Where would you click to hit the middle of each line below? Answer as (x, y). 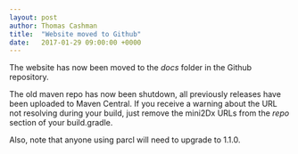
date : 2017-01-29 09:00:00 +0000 (75, 42)
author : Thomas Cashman (54, 26)
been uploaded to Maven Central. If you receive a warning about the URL (144, 104)
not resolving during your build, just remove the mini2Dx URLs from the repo (149, 113)
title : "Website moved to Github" (75, 34)
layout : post (33, 17)
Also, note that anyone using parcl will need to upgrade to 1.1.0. (125, 140)
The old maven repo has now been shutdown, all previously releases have (145, 94)
